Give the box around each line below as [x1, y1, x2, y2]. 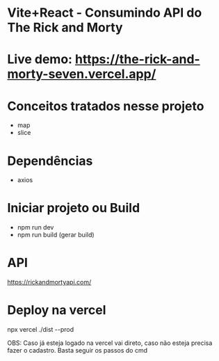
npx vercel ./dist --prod [7, 326, 74, 334]
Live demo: [7, 51, 73, 67]
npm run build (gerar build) [17, 231, 95, 239]
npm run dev [17, 223, 54, 232]
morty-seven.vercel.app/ [7, 66, 156, 82]
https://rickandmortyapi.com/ [7, 278, 92, 287]
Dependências [7, 153, 93, 168]
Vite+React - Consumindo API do [7, 5, 202, 21]
